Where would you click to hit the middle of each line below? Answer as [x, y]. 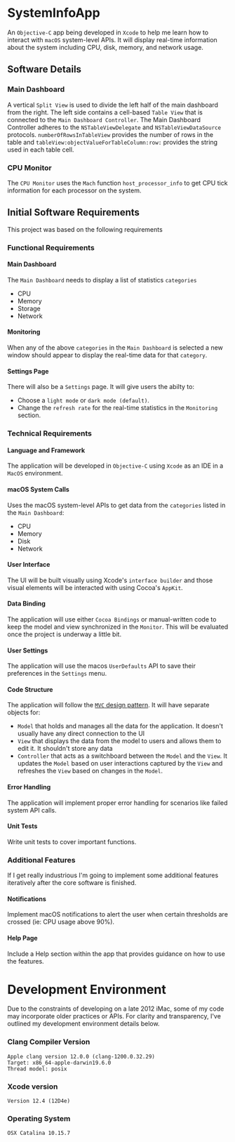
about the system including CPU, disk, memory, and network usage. [105, 47]
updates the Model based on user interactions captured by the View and [120, 763]
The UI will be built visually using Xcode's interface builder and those [110, 580]
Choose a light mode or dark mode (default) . [83, 400]
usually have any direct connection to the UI [81, 734]
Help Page [22, 938]
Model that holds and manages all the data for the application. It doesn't [120, 726]
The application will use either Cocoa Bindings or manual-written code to [112, 619]
